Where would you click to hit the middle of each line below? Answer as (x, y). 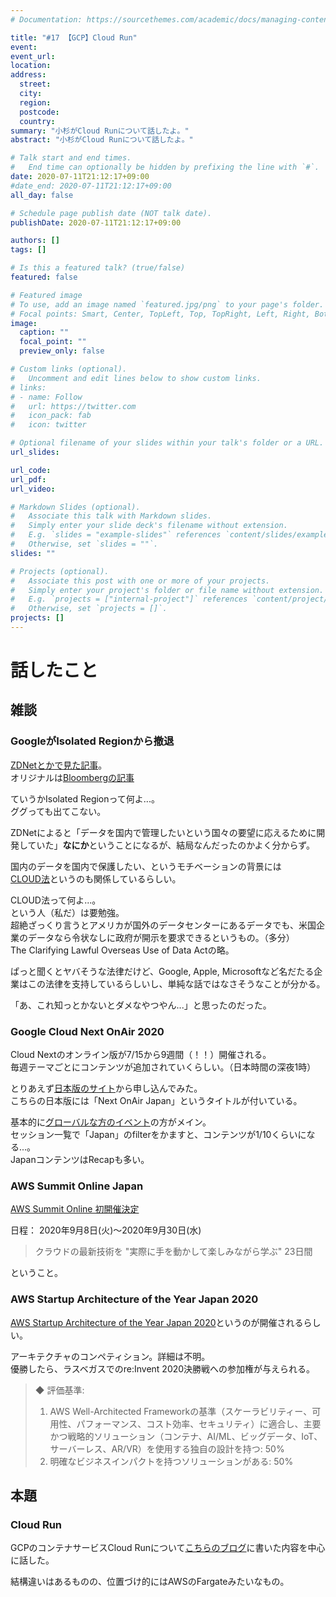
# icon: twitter (48, 425)
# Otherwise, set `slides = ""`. (84, 544)
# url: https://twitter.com (73, 406)
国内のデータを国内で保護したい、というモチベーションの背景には (146, 866)
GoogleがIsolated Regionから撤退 (92, 741)
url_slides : (35, 452)
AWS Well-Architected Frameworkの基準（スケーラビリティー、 (181, 1411)
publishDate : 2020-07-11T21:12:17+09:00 (96, 222)
